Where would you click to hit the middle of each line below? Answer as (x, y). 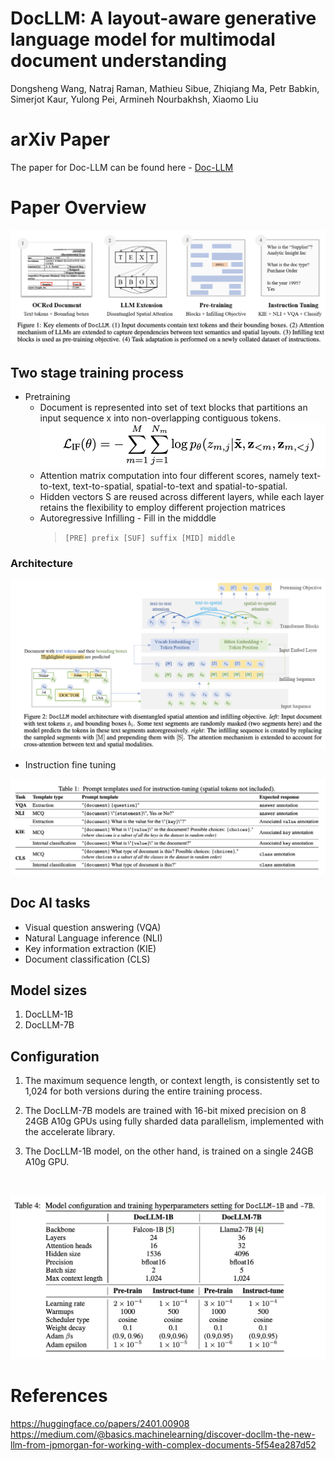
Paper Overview (78, 208)
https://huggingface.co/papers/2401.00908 (100, 1423)
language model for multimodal (143, 39)
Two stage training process (97, 372)
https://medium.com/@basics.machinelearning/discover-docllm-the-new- (163, 1434)
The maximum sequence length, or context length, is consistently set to (172, 1081)
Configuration (55, 1056)
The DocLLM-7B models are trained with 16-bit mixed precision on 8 (165, 1111)
